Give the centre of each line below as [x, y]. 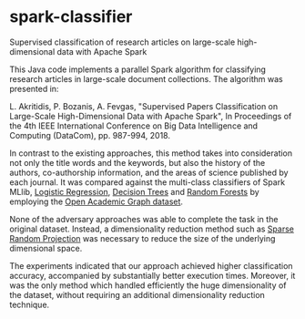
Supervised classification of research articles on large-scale [122, 42]
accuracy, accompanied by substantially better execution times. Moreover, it [152, 275]
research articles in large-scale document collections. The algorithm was [147, 78]
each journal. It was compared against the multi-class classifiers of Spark [147, 182]
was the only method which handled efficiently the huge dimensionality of [148, 285]
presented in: [34, 88]
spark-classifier [71, 17]
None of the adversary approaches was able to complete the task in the [144, 219]
